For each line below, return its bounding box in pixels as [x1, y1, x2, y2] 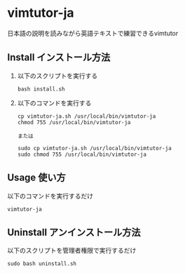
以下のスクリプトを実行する [17, 72, 98, 80]
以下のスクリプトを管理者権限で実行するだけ [7, 246, 137, 255]
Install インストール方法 [7, 51, 111, 64]
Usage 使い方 [7, 172, 67, 184]
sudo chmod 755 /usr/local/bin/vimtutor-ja [17, 151, 147, 158]
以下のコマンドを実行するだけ [7, 192, 93, 200]
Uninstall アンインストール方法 [7, 226, 142, 238]
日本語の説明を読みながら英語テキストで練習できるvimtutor [7, 29, 179, 37]
